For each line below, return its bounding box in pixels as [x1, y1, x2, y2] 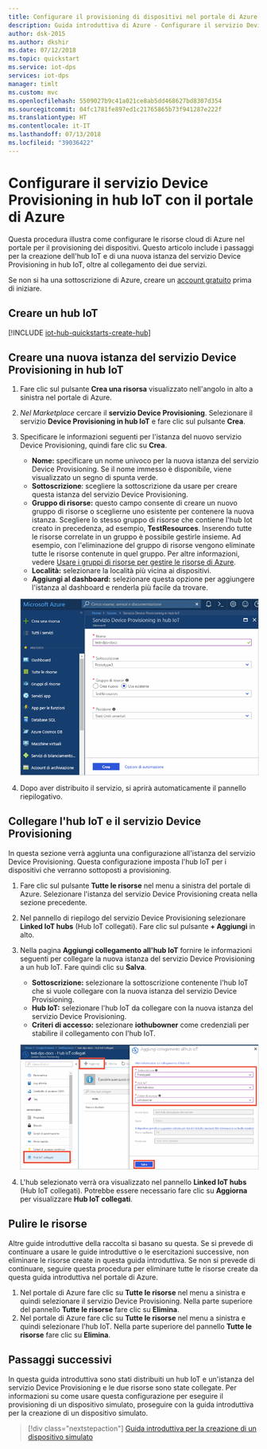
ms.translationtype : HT [8, 114, 87, 122]
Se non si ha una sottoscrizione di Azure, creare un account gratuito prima [8, 275, 252, 284]
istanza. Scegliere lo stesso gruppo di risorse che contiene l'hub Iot [31, 515, 253, 525]
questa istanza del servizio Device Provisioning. [31, 490, 188, 499]
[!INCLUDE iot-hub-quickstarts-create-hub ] [8, 327, 151, 338]
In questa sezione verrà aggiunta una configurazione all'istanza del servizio [8, 848, 256, 857]
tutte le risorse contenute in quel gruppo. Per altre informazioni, [31, 549, 240, 559]
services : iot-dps [8, 72, 69, 80]
